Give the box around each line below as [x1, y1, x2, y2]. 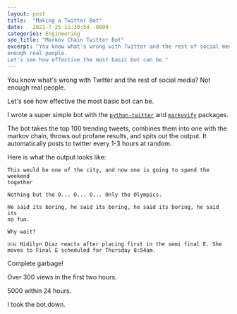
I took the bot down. [7, 300, 66, 308]
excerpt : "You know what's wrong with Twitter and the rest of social [7, 43, 219, 50]
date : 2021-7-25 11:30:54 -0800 [7, 23, 109, 30]
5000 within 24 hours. [7, 286, 72, 295]
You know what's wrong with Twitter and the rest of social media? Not [7, 76, 211, 84]
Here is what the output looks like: [7, 152, 107, 161]
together [7, 179, 33, 186]
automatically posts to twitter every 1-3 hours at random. [7, 139, 172, 147]
